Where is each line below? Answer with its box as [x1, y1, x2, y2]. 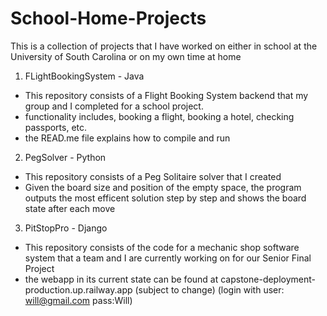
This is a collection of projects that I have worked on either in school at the [10, 40, 318, 52]
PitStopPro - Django [24, 222, 108, 234]
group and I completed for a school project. [24, 100, 204, 112]
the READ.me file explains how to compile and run [24, 132, 231, 144]
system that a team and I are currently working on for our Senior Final [24, 252, 312, 264]
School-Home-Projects [10, 7, 207, 30]
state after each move [24, 202, 116, 214]
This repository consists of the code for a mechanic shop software [24, 241, 300, 253]
